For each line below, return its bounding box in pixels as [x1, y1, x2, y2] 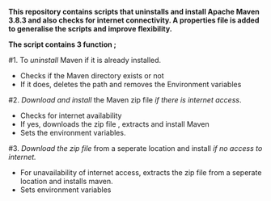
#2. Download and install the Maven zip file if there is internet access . [8, 95, 242, 104]
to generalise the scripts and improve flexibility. [8, 24, 172, 33]
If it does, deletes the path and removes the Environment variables [19, 80, 242, 89]
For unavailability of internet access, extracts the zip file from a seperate [19, 168, 262, 177]
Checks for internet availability [19, 111, 122, 120]
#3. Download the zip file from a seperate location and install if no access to [8, 144, 263, 153]
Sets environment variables [19, 185, 112, 195]
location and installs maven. [19, 177, 113, 186]
